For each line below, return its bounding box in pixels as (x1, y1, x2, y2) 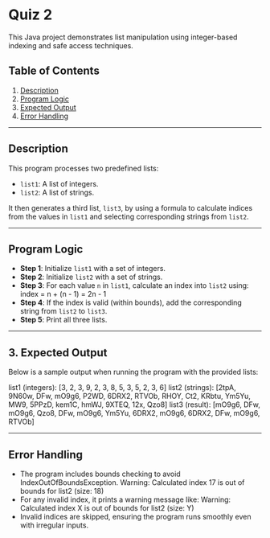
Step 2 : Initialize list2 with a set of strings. (19, 272, 163, 282)
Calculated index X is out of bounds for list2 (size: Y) (19, 503, 194, 512)
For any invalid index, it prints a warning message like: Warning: (19, 495, 231, 504)
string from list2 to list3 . (19, 306, 108, 316)
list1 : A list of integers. (19, 179, 99, 188)
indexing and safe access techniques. (8, 40, 134, 50)
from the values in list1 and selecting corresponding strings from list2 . (8, 212, 249, 221)
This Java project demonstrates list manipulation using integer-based (8, 32, 238, 42)
